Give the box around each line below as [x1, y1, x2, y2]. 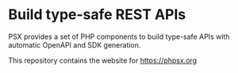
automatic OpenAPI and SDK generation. [8, 40, 141, 49]
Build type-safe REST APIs [8, 6, 186, 24]
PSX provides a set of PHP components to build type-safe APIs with [8, 32, 230, 41]
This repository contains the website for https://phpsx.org [8, 56, 197, 65]
